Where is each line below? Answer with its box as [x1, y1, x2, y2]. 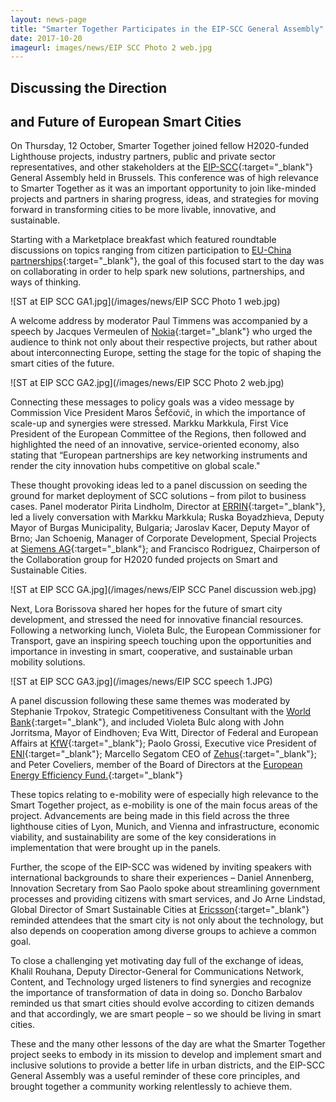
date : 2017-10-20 [10, 33, 83, 43]
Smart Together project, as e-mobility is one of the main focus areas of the [10, 799, 318, 811]
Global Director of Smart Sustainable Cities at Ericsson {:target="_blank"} [10, 904, 310, 916]
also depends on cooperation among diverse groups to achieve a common [10, 925, 317, 937]
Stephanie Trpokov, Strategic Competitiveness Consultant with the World [10, 706, 312, 718]
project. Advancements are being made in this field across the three [10, 810, 290, 822]
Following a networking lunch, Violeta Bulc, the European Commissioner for [10, 624, 322, 636]
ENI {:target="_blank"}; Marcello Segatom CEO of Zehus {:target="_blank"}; [10, 748, 317, 760]
